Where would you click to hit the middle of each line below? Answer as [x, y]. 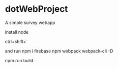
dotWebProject [36, 9]
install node [17, 32]
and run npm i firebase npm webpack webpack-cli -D [59, 51]
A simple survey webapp [30, 23]
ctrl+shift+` [16, 41]
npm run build [19, 60]
